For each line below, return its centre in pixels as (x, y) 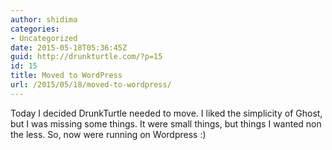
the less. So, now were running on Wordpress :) (108, 134)
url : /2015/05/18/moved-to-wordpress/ (91, 85)
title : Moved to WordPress (66, 76)
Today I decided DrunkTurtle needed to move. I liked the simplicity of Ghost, (166, 113)
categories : (35, 29)
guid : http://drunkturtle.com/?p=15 (86, 57)
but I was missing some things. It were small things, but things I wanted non (166, 123)
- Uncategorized (44, 38)
